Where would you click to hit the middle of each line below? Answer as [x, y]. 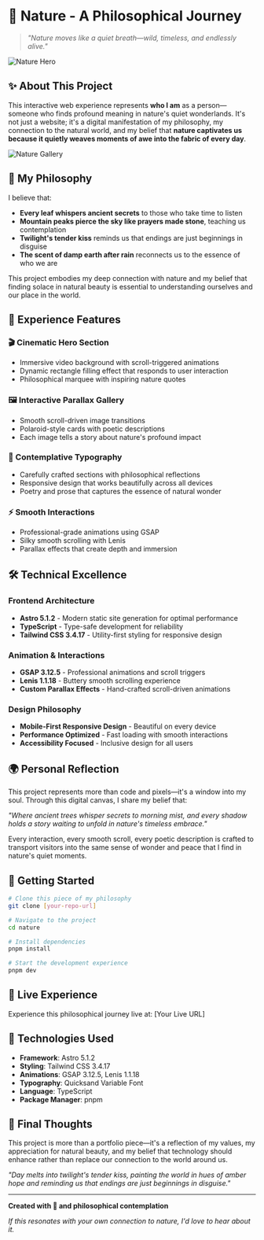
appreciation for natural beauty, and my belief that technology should [120, 1151]
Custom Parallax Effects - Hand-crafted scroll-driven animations [125, 689]
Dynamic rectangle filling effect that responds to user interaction [124, 371]
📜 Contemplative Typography [65, 457]
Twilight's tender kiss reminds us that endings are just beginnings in [131, 238]
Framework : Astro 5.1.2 [57, 1057]
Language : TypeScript [56, 1091]
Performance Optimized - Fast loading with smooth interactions [124, 735]
